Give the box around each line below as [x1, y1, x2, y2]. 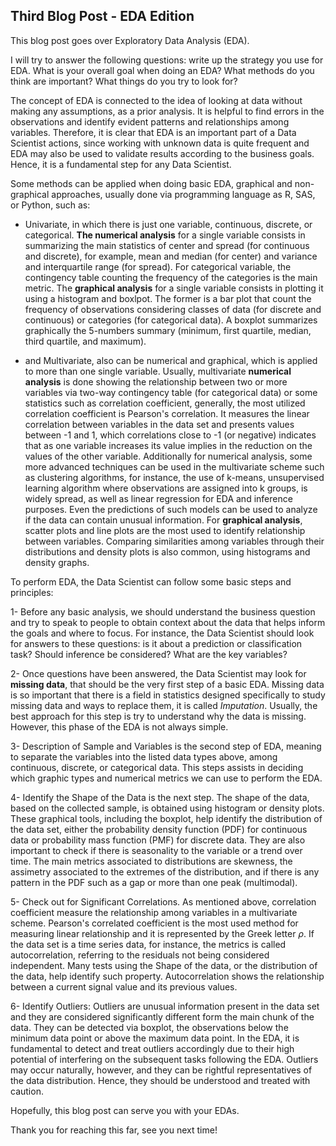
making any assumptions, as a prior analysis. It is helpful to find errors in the [10, 105, 325, 117]
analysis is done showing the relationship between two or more [24, 375, 288, 388]
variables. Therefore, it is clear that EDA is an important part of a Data [10, 126, 297, 138]
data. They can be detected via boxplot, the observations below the [10, 1021, 289, 1033]
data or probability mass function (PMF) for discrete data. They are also [10, 834, 306, 846]
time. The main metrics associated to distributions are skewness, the [10, 855, 293, 867]
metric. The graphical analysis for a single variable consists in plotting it [24, 282, 324, 294]
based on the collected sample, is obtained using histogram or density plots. [10, 802, 325, 814]
